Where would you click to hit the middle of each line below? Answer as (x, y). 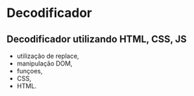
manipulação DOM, (45, 64)
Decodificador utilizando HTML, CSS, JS (97, 39)
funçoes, (30, 71)
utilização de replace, (48, 56)
